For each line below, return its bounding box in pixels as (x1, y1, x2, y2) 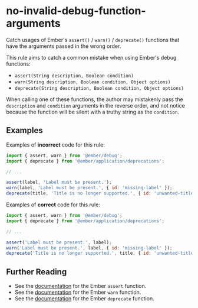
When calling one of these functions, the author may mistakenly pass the (6, 96, 184, 103)
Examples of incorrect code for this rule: (6, 141, 105, 148)
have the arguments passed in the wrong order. (6, 43, 121, 50)
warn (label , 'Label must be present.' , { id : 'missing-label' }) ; (6, 185, 173, 191)
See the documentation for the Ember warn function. (14, 288, 141, 296)
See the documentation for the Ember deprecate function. (14, 295, 154, 302)
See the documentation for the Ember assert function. (14, 283, 147, 290)
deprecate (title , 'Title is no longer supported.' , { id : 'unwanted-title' (6, 190, 196, 196)
